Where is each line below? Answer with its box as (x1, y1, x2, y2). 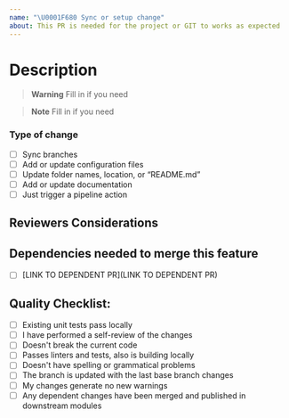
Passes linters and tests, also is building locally (21, 349, 195, 361)
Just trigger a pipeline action (21, 189, 128, 200)
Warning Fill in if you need (30, 89, 129, 100)
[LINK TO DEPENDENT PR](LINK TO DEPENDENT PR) (21, 269, 218, 281)
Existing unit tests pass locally (21, 320, 133, 331)
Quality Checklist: (9, 296, 111, 311)
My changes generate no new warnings (21, 380, 168, 390)
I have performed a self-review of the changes (21, 330, 193, 340)
